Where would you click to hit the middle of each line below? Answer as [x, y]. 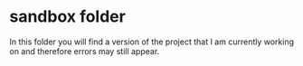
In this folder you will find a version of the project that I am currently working [152, 42]
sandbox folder [68, 17]
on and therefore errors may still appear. [85, 51]
